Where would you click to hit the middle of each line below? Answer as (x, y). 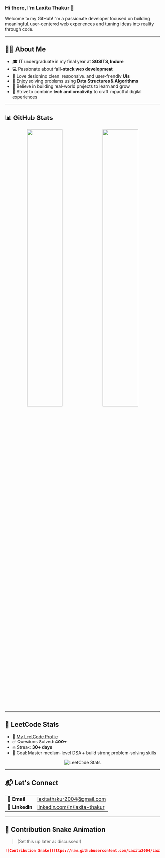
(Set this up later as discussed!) (49, 842)
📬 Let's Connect (32, 783)
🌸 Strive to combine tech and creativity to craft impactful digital (77, 92)
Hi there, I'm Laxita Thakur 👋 (40, 8)
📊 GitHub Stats (29, 118)
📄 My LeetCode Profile (35, 736)
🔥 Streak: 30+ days (32, 747)
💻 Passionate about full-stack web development (62, 69)
